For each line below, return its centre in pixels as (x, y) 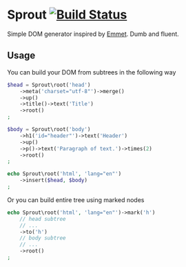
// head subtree (43, 219)
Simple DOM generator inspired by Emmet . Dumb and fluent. (93, 34)
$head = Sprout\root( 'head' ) (49, 85)
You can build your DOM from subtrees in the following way (92, 72)
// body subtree (43, 238)
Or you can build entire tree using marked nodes (76, 199)
